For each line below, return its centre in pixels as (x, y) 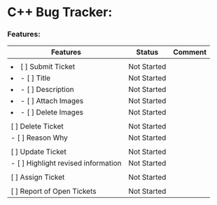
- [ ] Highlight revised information (66, 164)
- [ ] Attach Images (52, 101)
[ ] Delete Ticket (37, 126)
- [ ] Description (48, 90)
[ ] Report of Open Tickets (54, 192)
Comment (190, 52)
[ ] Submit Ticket (48, 67)
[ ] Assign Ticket (38, 178)
